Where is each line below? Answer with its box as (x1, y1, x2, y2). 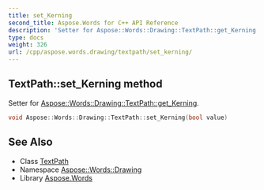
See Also (8, 136, 53, 149)
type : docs (8, 33, 44, 42)
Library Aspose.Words (19, 173, 93, 182)
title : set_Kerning (8, 11, 73, 20)
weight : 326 (8, 41, 47, 49)
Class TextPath (19, 156, 69, 166)
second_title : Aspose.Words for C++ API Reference (8, 19, 179, 27)
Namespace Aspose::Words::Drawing (19, 165, 142, 174)
